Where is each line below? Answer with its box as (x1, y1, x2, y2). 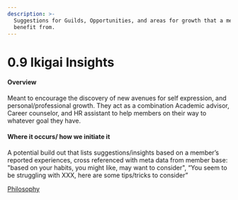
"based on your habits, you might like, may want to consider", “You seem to (7, 163, 228, 172)
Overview (7, 78, 37, 87)
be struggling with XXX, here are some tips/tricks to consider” (7, 171, 188, 179)
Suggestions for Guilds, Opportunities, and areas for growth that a (13, 17, 223, 24)
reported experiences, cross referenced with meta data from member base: (7, 155, 228, 164)
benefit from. (13, 23, 55, 30)
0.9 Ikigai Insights (7, 54, 115, 70)
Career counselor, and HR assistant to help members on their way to (7, 109, 207, 117)
